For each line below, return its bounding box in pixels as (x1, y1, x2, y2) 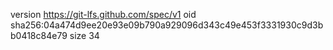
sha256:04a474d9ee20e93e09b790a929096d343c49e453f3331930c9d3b (10, 19, 324, 31)
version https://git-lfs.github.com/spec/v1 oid (10, 9, 197, 20)
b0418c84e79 (10, 30, 68, 41)
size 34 (69, 30, 100, 41)
